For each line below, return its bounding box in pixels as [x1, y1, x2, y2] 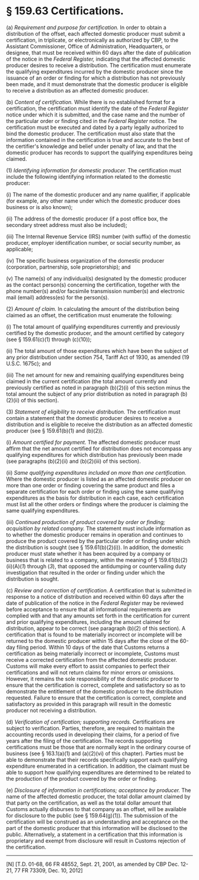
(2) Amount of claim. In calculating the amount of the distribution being [6, 305, 179, 313]
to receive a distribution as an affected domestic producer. [6, 87, 149, 94]
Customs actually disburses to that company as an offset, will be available [6, 805, 187, 812]
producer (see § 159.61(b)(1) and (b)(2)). [6, 427, 104, 434]
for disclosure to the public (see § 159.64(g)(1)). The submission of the [6, 812, 178, 819]
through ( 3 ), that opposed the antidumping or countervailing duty [27, 563, 187, 570]
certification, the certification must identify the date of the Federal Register [6, 105, 189, 112]
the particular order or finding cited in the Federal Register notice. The [6, 117, 177, 124]
